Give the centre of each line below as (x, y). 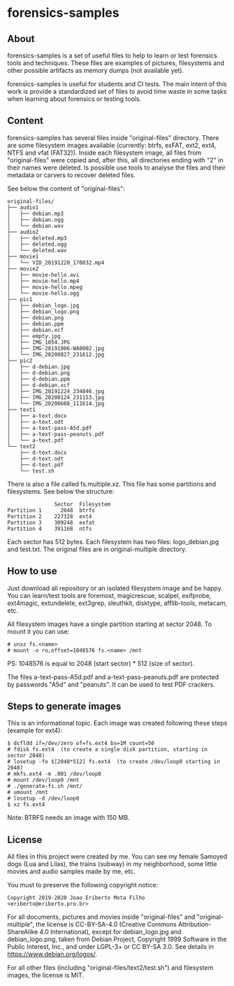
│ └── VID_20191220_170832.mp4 (56, 263)
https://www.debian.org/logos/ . (52, 954)
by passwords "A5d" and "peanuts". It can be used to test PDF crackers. (111, 684)
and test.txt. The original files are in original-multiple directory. (97, 549)
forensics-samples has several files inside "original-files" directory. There (113, 137)
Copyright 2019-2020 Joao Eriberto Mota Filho (76, 898)
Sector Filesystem (82, 504)
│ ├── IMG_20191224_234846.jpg (56, 391)
